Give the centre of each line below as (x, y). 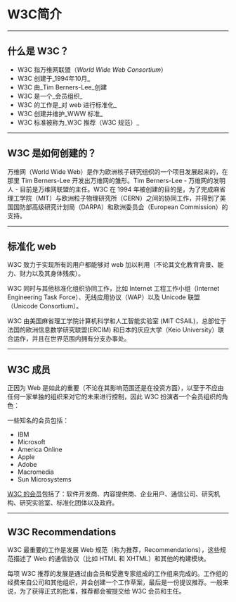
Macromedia (35, 472)
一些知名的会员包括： (38, 420)
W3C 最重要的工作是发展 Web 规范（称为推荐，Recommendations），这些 (114, 550)
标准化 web (32, 246)
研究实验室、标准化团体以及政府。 (68, 503)
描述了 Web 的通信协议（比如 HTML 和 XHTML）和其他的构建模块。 (112, 558)
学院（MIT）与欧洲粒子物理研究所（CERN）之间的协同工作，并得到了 (119, 198)
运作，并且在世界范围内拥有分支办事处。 (72, 339)
